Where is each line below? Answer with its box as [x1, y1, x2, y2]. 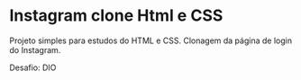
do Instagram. [9, 44, 61, 55]
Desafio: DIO [9, 62, 57, 73]
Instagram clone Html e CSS [9, 5, 223, 26]
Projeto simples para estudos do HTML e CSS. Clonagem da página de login [9, 35, 293, 46]
